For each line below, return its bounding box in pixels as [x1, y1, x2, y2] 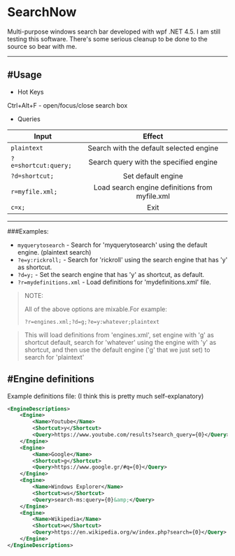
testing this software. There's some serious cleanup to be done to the [7, 34, 208, 43]
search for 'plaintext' [24, 352, 85, 361]
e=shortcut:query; [10, 162, 72, 169]
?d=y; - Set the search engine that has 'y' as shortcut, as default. [17, 270, 205, 278]
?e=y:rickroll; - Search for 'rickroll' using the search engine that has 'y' [17, 255, 228, 264]
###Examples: [7, 227, 49, 235]
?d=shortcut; [10, 172, 55, 180]
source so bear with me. [7, 42, 77, 50]
